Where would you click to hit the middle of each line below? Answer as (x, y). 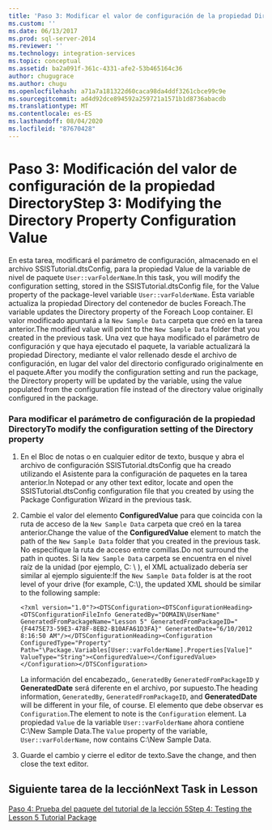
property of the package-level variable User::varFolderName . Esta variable (132, 294)
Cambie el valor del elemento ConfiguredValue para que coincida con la (141, 515)
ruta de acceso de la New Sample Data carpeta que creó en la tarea (130, 524)
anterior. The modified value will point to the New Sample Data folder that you (134, 329)
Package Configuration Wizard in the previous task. (106, 500)
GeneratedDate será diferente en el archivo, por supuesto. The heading (139, 687)
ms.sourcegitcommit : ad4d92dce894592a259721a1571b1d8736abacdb (117, 99)
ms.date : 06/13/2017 (43, 31)
